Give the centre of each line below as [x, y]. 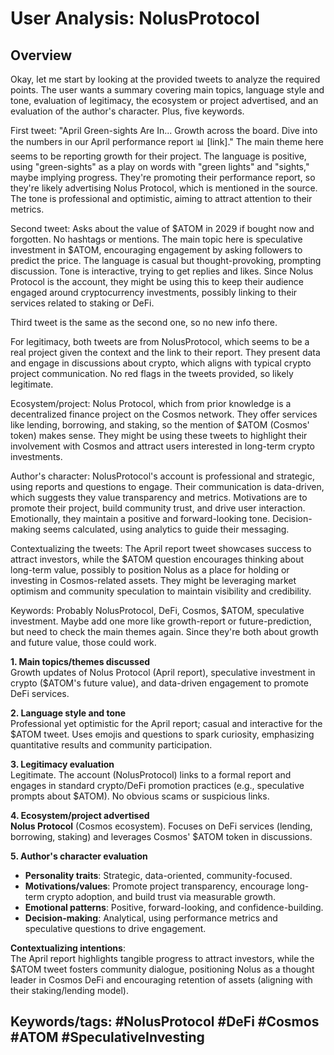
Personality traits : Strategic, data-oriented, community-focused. [158, 875]
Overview [41, 55]
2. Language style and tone [68, 713]
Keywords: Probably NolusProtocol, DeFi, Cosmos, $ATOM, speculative [157, 610]
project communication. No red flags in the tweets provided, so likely [152, 373]
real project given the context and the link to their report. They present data [165, 352]
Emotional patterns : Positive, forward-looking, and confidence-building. [174, 907]
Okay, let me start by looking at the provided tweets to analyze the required [165, 79]
